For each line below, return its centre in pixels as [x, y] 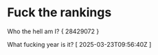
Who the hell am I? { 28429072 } [53, 31]
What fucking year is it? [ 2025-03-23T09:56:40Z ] [79, 44]
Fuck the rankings [59, 13]
